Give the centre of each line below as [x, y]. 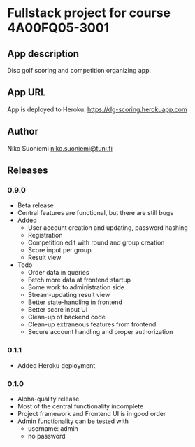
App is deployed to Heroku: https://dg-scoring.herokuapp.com [97, 109]
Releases [28, 171]
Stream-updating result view [69, 295]
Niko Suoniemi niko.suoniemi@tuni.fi [60, 148]
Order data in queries [58, 273]
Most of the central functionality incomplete [80, 406]
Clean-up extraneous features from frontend [92, 324]
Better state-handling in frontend [75, 302]
